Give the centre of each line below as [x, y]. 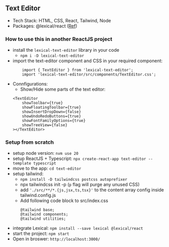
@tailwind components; [44, 215]
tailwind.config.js [38, 195]
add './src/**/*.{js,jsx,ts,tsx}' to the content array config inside [92, 190]
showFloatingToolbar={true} [52, 108]
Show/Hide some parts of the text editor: [63, 89]
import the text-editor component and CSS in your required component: [88, 61]
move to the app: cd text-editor [47, 169]
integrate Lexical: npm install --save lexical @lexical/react [78, 228]
